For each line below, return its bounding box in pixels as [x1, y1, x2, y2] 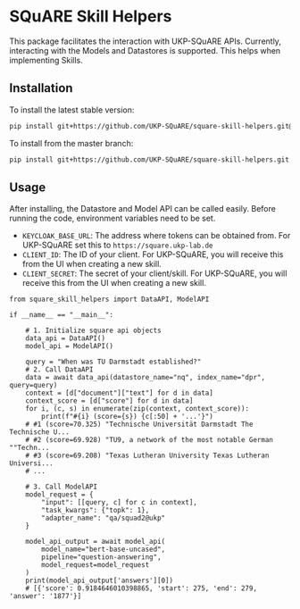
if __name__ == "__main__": [9, 311, 114, 320]
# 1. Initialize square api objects [25, 326, 162, 336]
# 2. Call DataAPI [25, 365, 94, 374]
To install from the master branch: [9, 138, 134, 148]
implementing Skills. [9, 54, 83, 65]
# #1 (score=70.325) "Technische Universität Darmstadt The [25, 420, 254, 430]
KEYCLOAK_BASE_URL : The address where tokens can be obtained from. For [21, 230, 291, 241]
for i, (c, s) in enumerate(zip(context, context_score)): [25, 405, 250, 413]
